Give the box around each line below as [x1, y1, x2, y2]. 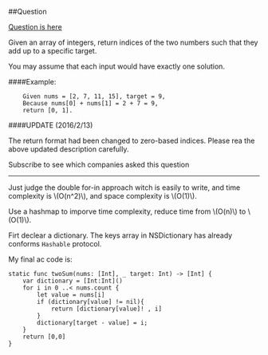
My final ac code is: [8, 254, 73, 264]
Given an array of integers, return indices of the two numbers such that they [8, 37, 258, 47]
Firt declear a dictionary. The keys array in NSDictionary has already [8, 231, 233, 240]
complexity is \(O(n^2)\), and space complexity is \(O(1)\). [8, 191, 197, 200]
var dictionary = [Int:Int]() [22, 277, 124, 285]
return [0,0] [22, 333, 66, 341]
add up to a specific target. [8, 46, 97, 55]
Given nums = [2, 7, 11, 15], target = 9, [22, 93, 166, 101]
